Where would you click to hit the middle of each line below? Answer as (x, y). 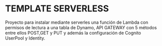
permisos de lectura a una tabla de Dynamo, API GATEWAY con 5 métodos (81, 27)
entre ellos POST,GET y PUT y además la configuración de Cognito (73, 33)
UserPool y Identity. (25, 38)
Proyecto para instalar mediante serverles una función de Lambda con (77, 22)
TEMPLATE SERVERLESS (57, 9)
